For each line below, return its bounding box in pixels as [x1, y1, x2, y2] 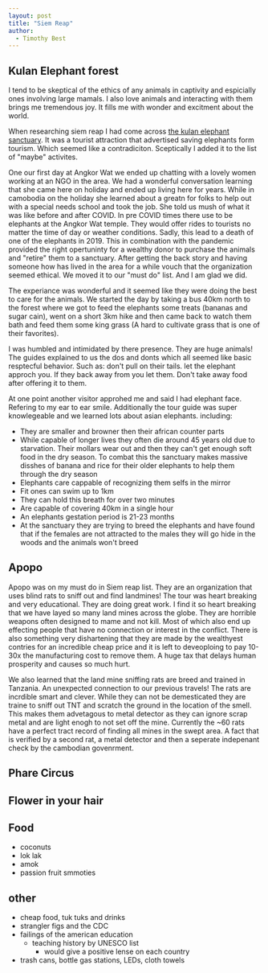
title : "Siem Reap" [8, 19, 74, 27]
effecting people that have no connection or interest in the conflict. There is [8, 625, 258, 634]
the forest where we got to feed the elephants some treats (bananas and [8, 303, 248, 313]
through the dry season [19, 470, 98, 479]
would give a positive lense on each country [43, 946, 190, 957]
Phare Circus [8, 766, 75, 780]
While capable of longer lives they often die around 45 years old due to [19, 435, 255, 445]
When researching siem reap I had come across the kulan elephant [8, 126, 230, 137]
